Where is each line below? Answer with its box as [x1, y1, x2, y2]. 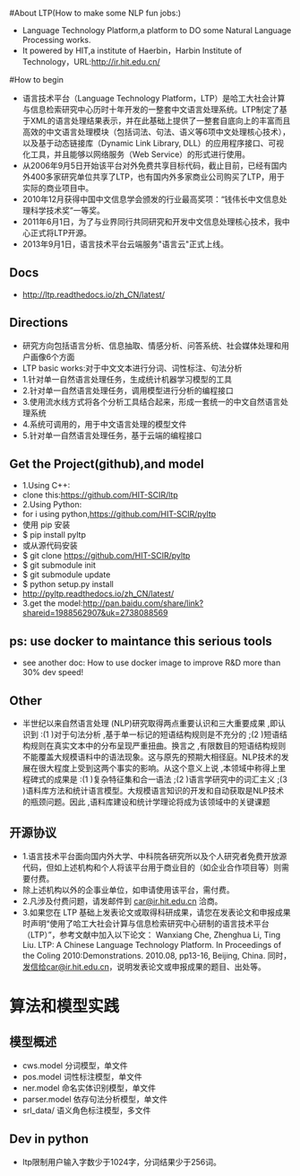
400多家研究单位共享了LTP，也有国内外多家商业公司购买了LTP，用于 [30, 171, 285, 182]
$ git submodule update [21, 569, 111, 580]
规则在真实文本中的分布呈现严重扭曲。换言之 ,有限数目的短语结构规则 [30, 741, 287, 751]
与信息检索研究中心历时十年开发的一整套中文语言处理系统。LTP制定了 [21, 104, 280, 115]
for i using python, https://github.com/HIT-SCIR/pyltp [21, 509, 217, 520]
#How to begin [9, 75, 64, 84]
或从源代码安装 [21, 540, 78, 551]
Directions [9, 315, 69, 330]
